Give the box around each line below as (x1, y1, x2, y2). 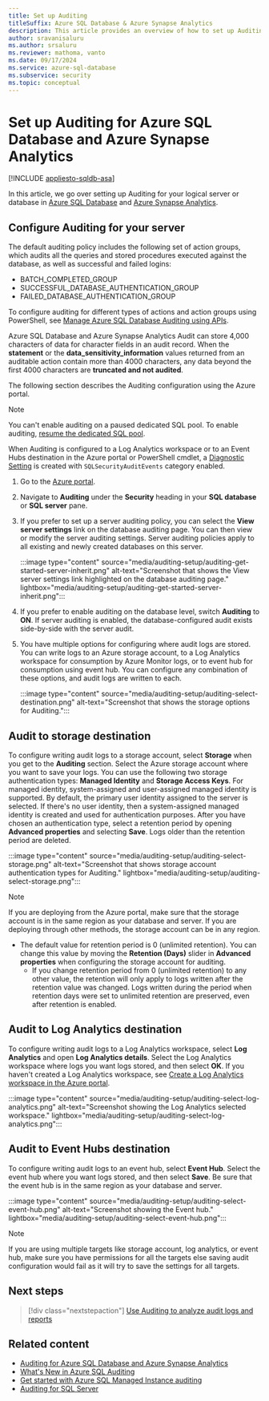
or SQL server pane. (19, 501, 88, 511)
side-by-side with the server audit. (19, 624, 134, 633)
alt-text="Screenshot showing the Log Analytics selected (57, 1102, 247, 1111)
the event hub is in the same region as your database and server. (8, 1180, 223, 1190)
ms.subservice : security (8, 71, 91, 79)
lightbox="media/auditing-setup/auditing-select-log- (51, 1110, 226, 1120)
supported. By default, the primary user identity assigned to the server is (8, 793, 248, 803)
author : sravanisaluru (8, 34, 84, 42)
